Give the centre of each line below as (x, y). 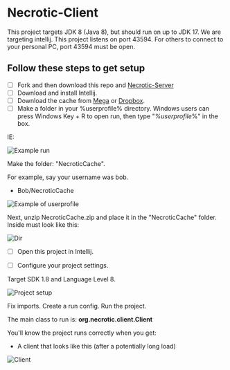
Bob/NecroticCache (45, 191)
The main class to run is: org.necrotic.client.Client (80, 320)
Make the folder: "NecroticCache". (56, 164)
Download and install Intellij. (57, 93)
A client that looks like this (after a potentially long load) (97, 346)
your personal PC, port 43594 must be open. (71, 46)
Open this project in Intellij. (55, 251)
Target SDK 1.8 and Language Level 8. (61, 279)
